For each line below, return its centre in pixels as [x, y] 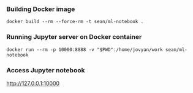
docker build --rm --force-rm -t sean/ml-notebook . [75, 22]
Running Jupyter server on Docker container [74, 37]
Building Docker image [41, 9]
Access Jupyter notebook [46, 70]
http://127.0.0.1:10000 [33, 83]
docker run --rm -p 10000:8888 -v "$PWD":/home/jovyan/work [85, 50]
